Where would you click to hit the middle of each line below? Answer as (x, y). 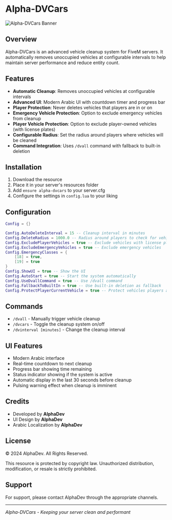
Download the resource (37, 180)
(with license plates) (34, 129)
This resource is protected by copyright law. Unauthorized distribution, (80, 463)
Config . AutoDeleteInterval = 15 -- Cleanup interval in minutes (75, 233)
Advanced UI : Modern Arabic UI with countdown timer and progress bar (89, 102)
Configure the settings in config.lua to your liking (65, 196)
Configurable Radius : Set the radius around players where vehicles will (88, 134)
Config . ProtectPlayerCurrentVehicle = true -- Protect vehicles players (84, 291)
